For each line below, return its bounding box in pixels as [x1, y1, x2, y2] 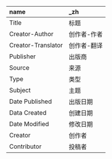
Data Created [9, 109, 47, 116]
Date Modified [9, 120, 49, 128]
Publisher [9, 52, 36, 61]
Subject [9, 86, 31, 94]
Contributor [9, 142, 42, 151]
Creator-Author [9, 30, 54, 38]
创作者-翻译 [68, 41, 103, 50]
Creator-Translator [9, 41, 63, 49]
